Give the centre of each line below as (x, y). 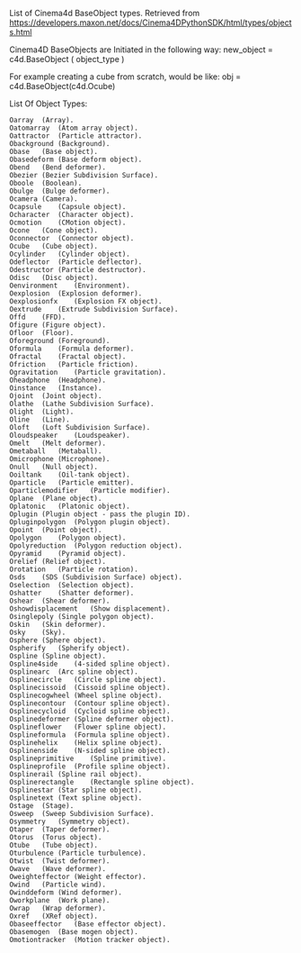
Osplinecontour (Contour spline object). (90, 703)
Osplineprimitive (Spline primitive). (88, 758)
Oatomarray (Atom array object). (74, 128)
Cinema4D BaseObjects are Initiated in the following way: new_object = (142, 50)
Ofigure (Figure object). (58, 325)
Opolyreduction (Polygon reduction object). (96, 546)
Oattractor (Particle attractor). (76, 136)
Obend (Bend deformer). (58, 168)
